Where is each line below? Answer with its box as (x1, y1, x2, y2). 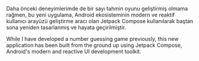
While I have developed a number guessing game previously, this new (6, 36, 179, 42)
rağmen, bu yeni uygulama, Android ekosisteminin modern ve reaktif (6, 11, 175, 18)
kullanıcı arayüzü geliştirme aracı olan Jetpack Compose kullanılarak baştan (6, 18, 194, 24)
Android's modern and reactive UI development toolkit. (6, 48, 142, 55)
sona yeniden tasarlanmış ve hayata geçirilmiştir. (6, 24, 126, 31)
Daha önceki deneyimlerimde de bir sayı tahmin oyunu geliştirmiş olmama (6, 5, 188, 12)
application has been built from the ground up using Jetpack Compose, (6, 41, 183, 49)
